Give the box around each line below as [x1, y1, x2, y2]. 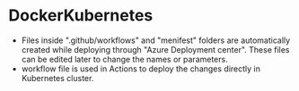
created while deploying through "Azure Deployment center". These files [21, 44, 290, 54]
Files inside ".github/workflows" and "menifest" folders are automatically [21, 35, 291, 45]
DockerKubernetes [8, 5, 154, 26]
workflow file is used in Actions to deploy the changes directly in [21, 63, 261, 74]
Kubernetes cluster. [21, 72, 94, 83]
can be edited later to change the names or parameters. [21, 54, 228, 64]
